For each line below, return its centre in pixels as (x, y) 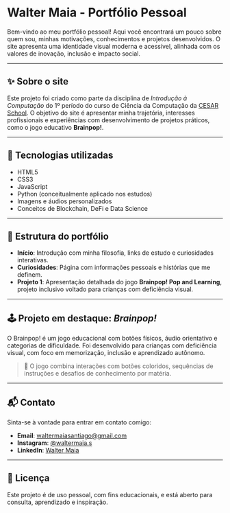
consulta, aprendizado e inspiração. (57, 502)
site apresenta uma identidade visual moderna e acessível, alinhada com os (114, 46)
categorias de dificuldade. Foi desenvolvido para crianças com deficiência (112, 345)
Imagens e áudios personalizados (64, 201)
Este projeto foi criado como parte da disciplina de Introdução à (97, 98)
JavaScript (32, 186)
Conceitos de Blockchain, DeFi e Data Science (82, 208)
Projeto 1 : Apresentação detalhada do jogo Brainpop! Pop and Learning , (119, 282)
